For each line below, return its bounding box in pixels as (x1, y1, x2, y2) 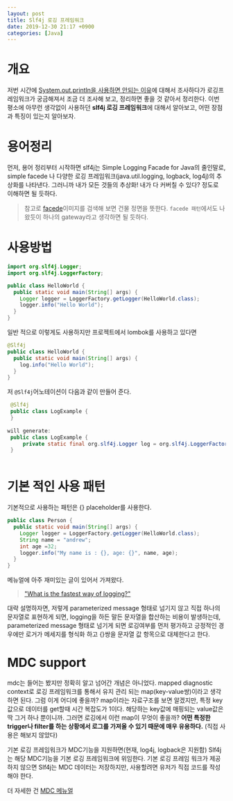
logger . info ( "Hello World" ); (19, 302, 104, 309)
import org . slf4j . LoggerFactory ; (7, 269, 104, 277)
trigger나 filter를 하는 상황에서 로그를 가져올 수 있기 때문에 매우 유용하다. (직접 (7, 722, 218, 731)
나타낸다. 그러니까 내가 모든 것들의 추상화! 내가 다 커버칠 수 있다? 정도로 (25, 181, 219, 189)
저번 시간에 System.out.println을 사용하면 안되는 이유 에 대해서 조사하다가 (7, 86, 206, 95)
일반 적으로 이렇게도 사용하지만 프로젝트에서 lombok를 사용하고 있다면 (7, 328, 197, 337)
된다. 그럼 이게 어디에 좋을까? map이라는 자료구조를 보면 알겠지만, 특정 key (19, 696, 223, 704)
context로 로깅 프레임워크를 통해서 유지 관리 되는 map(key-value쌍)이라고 (7, 688, 209, 696)
